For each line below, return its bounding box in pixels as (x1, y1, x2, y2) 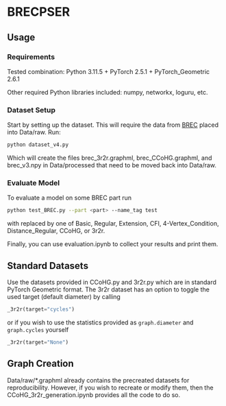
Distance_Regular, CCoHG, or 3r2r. (7, 227, 105, 235)
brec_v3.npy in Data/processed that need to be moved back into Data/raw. (7, 161, 217, 169)
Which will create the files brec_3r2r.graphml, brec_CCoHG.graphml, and (7, 154, 212, 162)
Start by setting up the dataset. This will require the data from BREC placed (7, 121, 219, 129)
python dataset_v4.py (7, 141, 69, 148)
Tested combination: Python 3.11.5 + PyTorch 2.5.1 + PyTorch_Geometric (7, 67, 210, 75)
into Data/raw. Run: (7, 128, 62, 136)
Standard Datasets (7, 260, 89, 272)
